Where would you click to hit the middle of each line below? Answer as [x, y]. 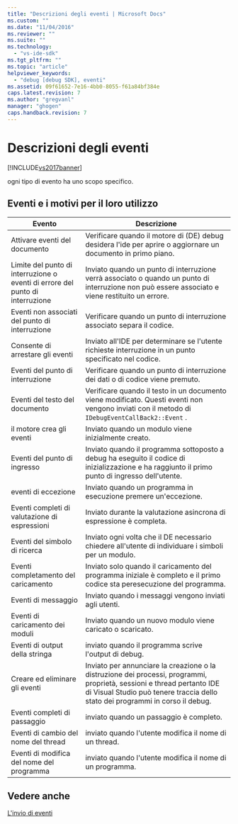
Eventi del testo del [42, 399]
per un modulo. [110, 555]
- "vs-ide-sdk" [36, 54]
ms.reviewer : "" [31, 34]
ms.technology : [30, 47]
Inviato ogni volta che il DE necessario [148, 537]
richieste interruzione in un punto [140, 350]
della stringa [32, 654]
